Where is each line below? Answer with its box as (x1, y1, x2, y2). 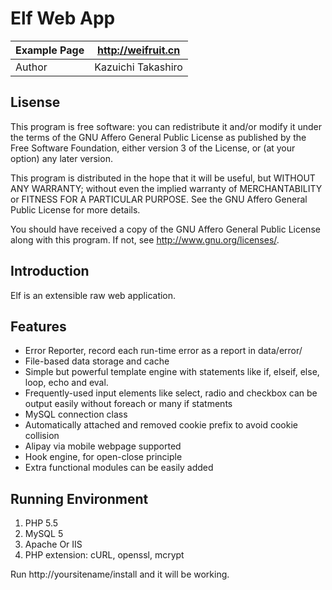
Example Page (15, 43, 85, 57)
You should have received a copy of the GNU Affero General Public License (10, 223, 321, 235)
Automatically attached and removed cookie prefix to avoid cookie (24, 419, 298, 431)
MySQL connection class (24, 408, 128, 421)
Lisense (10, 94, 61, 111)
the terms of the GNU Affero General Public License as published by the (10, 131, 307, 143)
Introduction (10, 263, 90, 280)
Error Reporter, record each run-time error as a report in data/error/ (24, 345, 303, 357)
